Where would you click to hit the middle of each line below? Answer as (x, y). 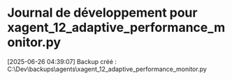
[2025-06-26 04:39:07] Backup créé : (62, 61)
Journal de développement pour (102, 13)
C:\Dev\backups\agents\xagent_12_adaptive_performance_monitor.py (107, 69)
